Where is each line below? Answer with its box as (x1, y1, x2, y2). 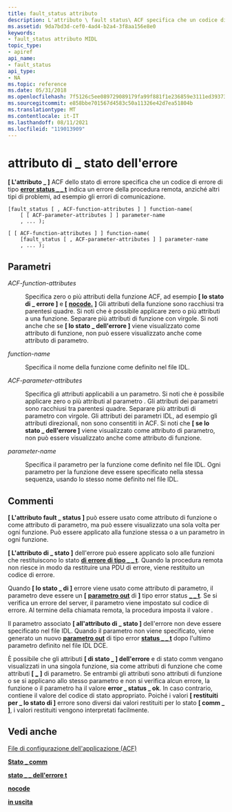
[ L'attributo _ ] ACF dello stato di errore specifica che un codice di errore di (8, 178, 223, 186)
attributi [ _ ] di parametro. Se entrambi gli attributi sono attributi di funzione (8, 669, 222, 678)
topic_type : (8, 42, 42, 49)
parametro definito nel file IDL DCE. (8, 641, 109, 649)
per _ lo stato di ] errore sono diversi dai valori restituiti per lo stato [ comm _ (8, 698, 225, 707)
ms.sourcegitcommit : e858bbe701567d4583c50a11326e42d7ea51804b (8, 100, 193, 107)
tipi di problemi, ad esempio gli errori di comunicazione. (8, 192, 166, 201)
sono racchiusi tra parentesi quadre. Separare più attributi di (25, 405, 196, 413)
